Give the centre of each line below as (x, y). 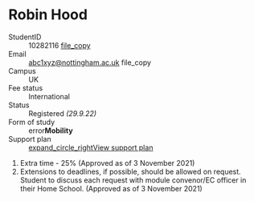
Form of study (32, 122)
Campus (22, 70)
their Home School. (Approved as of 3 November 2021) (111, 188)
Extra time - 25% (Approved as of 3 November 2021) (107, 163)
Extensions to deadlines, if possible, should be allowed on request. (130, 171)
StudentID (25, 37)
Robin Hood (48, 15)
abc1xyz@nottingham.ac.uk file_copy (90, 62)
